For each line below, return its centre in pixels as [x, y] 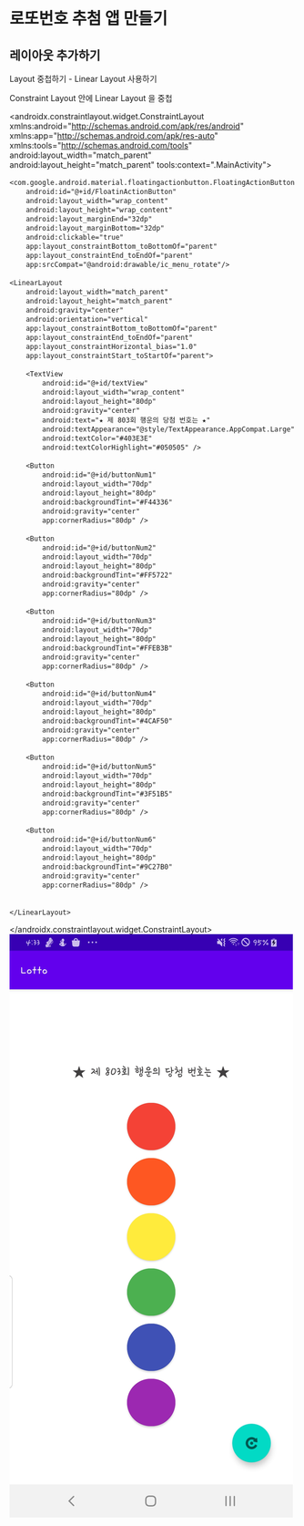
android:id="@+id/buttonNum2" [99, 548]
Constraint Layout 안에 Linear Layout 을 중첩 [91, 98]
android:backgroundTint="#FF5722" [107, 575]
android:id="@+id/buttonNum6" [99, 840]
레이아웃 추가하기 [55, 55]
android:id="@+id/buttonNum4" [99, 694]
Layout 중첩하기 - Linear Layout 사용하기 [83, 79]
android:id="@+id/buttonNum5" [99, 767]
